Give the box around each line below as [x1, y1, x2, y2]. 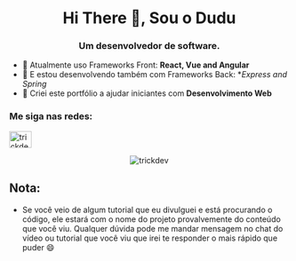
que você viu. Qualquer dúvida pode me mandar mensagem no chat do [21, 223, 284, 233]
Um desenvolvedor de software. [78, 40, 220, 52]
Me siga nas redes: [9, 110, 93, 123]
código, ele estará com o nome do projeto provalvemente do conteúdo [21, 213, 282, 225]
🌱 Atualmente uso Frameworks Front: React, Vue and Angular [21, 59, 250, 70]
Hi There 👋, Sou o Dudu [62, 8, 236, 28]
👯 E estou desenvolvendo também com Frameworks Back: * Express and [21, 69, 287, 80]
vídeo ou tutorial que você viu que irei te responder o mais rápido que [21, 233, 278, 243]
